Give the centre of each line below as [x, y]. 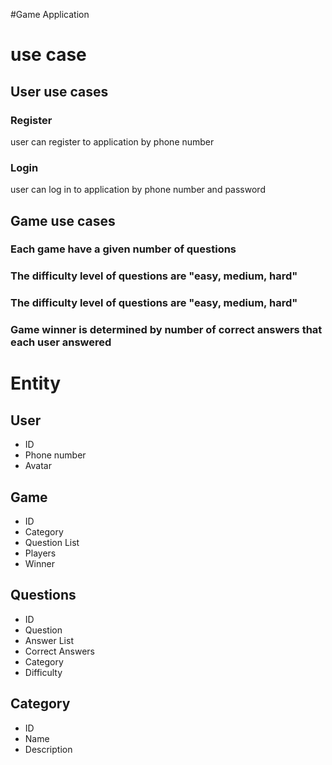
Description [48, 749]
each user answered [61, 342]
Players [40, 553]
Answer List [49, 640]
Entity [36, 383]
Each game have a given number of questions [123, 249]
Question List [52, 543]
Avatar [38, 466]
